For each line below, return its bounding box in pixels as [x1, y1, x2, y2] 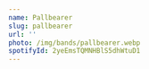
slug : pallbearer [8, 22, 73, 30]
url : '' [8, 30, 37, 39]
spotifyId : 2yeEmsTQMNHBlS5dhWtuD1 [8, 47, 141, 56]
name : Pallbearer [8, 13, 73, 22]
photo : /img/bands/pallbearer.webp [8, 38, 141, 47]
